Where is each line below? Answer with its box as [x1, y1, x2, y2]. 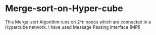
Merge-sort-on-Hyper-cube [5, 3, 123, 14]
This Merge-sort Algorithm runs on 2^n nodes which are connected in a [5, 19, 151, 25]
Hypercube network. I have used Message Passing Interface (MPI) [5, 24, 141, 30]
